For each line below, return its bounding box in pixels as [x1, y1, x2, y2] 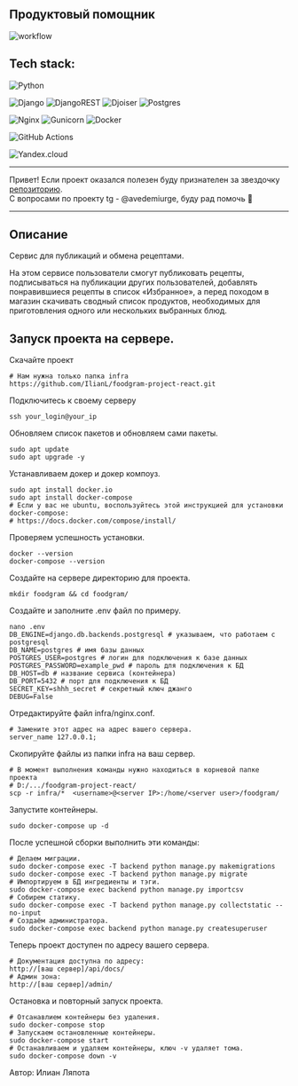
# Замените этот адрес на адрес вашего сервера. [9, 725, 192, 735]
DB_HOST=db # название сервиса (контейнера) [9, 669, 176, 678]
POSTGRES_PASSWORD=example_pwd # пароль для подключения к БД [9, 661, 244, 671]
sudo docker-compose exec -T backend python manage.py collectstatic [9, 901, 272, 910]
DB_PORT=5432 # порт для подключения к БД [9, 677, 169, 686]
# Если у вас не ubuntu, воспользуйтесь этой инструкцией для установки [9, 501, 284, 510]
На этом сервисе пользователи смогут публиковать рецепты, [9, 268, 245, 279]
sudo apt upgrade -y [9, 452, 86, 462]
